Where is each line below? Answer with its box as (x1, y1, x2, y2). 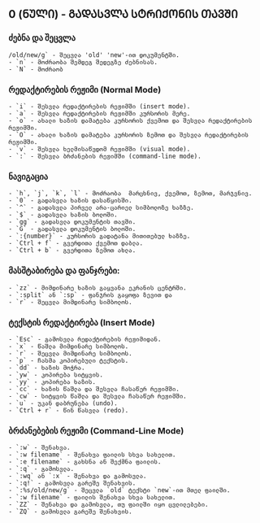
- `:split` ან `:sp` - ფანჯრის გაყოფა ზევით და (8, 290, 173, 299)
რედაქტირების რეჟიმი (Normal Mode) (8, 84, 162, 95)
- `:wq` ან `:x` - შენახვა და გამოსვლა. (8, 472, 148, 481)
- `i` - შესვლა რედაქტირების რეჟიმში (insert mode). (8, 102, 191, 111)
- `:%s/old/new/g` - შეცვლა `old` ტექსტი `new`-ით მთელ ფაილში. (8, 486, 231, 495)
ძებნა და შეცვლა (8, 33, 76, 44)
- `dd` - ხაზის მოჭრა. (8, 364, 85, 372)
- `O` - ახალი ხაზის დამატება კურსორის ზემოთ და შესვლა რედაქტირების (8, 130, 249, 139)
